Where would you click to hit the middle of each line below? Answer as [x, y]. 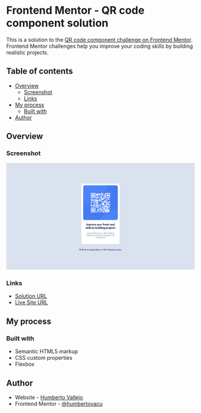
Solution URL [31, 296]
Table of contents [39, 72]
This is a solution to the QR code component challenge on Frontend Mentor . [99, 40]
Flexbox [25, 364]
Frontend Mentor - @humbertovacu [59, 403]
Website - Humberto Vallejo [49, 397]
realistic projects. [28, 52]
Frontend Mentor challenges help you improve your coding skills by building [100, 46]
